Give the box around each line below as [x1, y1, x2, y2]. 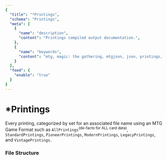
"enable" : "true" [14, 73, 51, 78]
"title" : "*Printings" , [10, 12, 59, 17]
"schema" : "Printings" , [10, 17, 59, 22]
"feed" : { [10, 68, 30, 73]
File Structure [5, 149, 39, 156]
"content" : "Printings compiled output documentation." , [18, 36, 140, 41]
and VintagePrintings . [5, 137, 52, 143]
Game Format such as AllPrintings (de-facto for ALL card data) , [5, 125, 129, 132]
